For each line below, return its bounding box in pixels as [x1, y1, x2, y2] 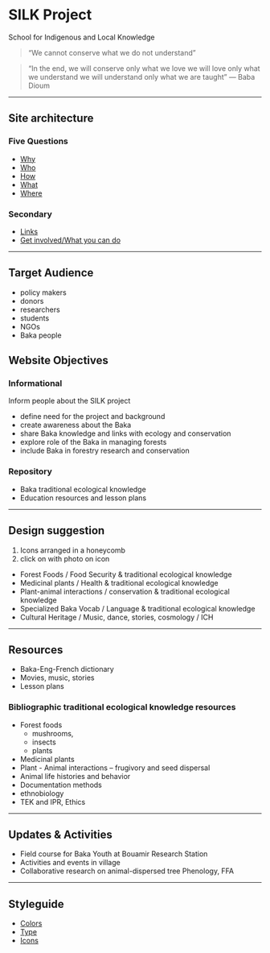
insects [31, 737, 56, 747]
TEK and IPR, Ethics [19, 797, 86, 806]
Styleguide [8, 897, 64, 911]
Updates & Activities [8, 828, 112, 842]
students [19, 313, 50, 323]
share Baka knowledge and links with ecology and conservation [19, 429, 231, 438]
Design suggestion [8, 524, 105, 537]
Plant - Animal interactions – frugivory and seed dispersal [19, 763, 211, 773]
